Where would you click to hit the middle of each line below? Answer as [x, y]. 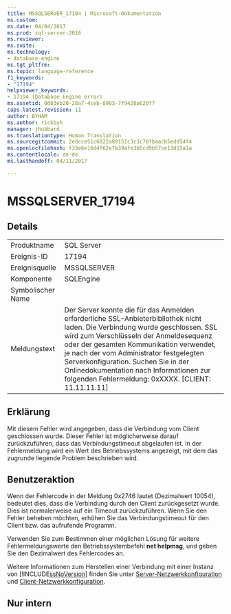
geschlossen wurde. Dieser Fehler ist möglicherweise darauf [93, 436]
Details [22, 227]
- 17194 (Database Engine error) [55, 97]
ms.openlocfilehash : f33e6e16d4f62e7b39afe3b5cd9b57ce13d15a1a [100, 148]
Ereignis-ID [29, 256]
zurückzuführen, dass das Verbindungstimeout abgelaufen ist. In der [104, 443]
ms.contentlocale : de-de [43, 155]
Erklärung [29, 412]
